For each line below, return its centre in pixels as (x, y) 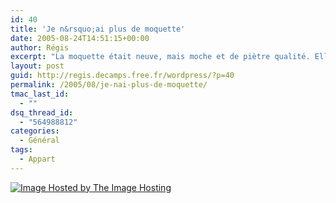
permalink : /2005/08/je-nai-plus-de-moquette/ (109, 85)
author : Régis (40, 47)
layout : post (37, 66)
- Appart (37, 159)
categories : (35, 131)
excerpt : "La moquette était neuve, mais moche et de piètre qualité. (160, 57)
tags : (21, 150)
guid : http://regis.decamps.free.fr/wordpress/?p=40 (122, 76)
